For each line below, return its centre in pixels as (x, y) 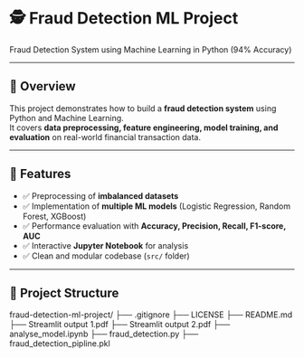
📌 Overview (43, 86)
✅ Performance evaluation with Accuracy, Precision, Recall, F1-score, (154, 226)
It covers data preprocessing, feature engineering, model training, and (144, 127)
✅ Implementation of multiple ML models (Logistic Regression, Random (157, 206)
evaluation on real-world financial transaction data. (105, 137)
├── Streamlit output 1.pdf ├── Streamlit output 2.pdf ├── (120, 325)
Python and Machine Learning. (66, 118)
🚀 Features (40, 174)
